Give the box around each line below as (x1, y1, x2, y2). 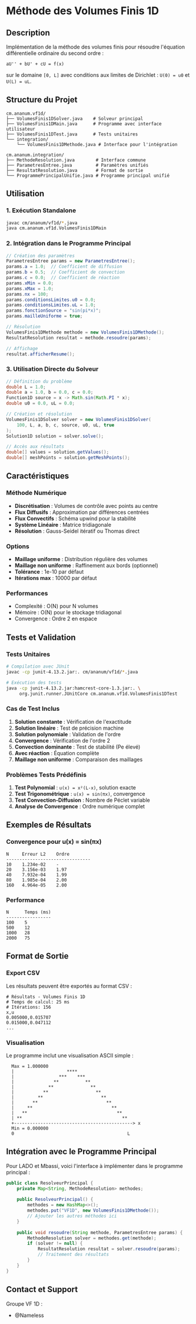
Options (6, 542, 29, 551)
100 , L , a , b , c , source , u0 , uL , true (16, 422, 115, 428)
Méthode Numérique (6, 489, 67, 497)
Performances (6, 590, 48, 597)
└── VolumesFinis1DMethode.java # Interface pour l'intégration (16, 141, 178, 147)
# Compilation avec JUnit (6, 663, 69, 669)
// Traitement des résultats (37, 1252, 109, 1258)
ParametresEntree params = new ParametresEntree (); (6, 258, 135, 264)
